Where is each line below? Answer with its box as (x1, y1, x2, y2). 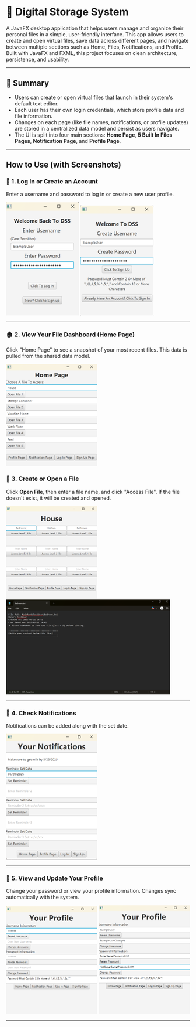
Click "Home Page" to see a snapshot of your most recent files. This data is (6, 346, 187, 353)
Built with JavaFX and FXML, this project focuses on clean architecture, (6, 49, 178, 56)
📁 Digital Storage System (6, 5, 129, 19)
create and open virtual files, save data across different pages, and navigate (6, 37, 189, 44)
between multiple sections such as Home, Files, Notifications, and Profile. (6, 43, 183, 50)
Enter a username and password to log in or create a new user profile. (6, 190, 174, 198)
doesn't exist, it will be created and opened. (6, 494, 111, 501)
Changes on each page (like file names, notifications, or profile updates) (14, 118, 188, 125)
